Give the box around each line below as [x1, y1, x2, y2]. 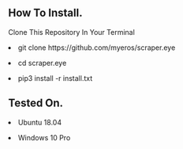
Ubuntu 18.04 [18, 117, 62, 127]
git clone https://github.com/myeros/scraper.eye [18, 43, 176, 52]
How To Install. [8, 6, 83, 20]
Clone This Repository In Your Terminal [8, 27, 136, 36]
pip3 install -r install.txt [18, 73, 93, 82]
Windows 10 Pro [18, 132, 71, 142]
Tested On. [8, 97, 64, 110]
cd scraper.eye [18, 58, 67, 67]
